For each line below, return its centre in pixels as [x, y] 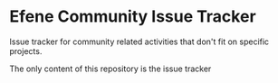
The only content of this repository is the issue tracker [110, 69]
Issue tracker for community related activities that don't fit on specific [139, 41]
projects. [26, 51]
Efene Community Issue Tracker [133, 17]
